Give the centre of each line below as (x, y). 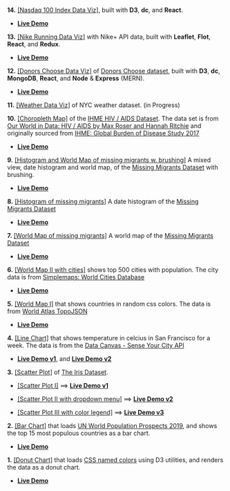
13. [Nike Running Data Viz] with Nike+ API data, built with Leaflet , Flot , (109, 37)
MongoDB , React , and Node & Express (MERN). (76, 78)
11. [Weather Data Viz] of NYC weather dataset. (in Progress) (94, 105)
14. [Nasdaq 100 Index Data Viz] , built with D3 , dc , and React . (95, 10)
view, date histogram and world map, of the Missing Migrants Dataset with (113, 167)
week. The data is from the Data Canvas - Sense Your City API (96, 345)
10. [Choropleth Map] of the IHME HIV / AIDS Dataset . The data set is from (113, 118)
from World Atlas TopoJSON (47, 311)
